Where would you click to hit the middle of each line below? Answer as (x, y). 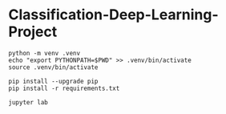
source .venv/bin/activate (53, 67)
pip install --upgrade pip (53, 81)
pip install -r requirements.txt (64, 88)
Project (33, 32)
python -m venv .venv (44, 53)
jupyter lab (28, 102)
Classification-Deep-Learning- (113, 15)
